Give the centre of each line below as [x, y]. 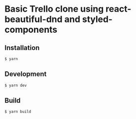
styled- [97, 19]
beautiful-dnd [34, 19]
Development [26, 74]
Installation [22, 48]
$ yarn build [18, 112]
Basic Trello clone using [54, 9]
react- [119, 9]
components [31, 30]
